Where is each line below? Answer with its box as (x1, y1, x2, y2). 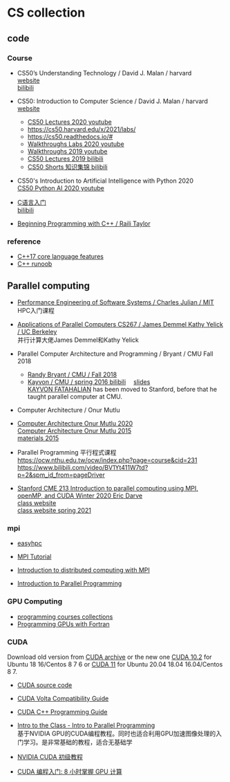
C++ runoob (17, 260, 52, 268)
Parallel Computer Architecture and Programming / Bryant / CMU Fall (17, 349, 213, 358)
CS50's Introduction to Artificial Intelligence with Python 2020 (17, 176, 193, 185)
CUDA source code (17, 680, 73, 689)
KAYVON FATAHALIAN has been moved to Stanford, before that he (27, 385, 218, 393)
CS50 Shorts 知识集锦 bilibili (27, 163, 108, 171)
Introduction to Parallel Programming (17, 579, 122, 588)
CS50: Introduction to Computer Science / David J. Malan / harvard (17, 97, 209, 105)
